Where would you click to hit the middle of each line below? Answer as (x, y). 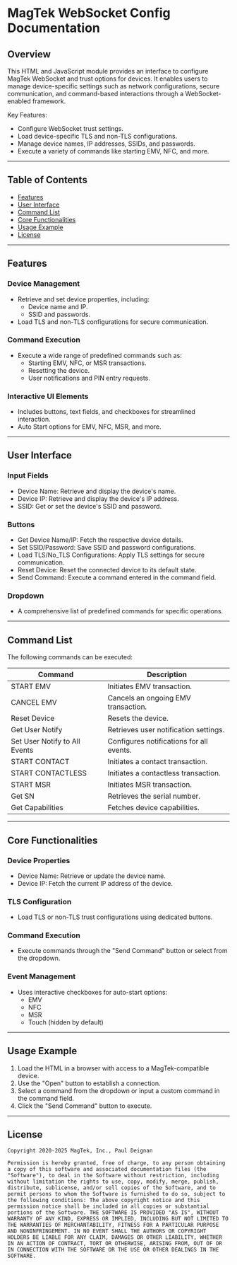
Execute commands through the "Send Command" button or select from (122, 951)
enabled (19, 101)
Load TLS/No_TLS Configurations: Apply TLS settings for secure (111, 555)
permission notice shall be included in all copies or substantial (109, 1207)
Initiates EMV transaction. (150, 686)
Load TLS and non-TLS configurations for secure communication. (113, 322)
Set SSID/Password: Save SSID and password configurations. (107, 548)
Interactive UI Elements (48, 396)
